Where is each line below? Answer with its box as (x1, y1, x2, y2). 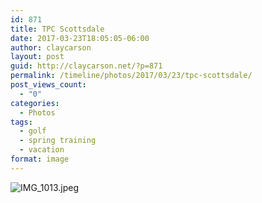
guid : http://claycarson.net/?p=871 (10, 61, 163, 71)
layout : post (10, 52, 65, 62)
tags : (10, 117, 33, 127)
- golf (19, 126, 47, 136)
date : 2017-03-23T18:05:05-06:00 (10, 33, 150, 43)
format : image (10, 154, 70, 164)
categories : (10, 98, 60, 108)
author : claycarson (10, 42, 92, 53)
